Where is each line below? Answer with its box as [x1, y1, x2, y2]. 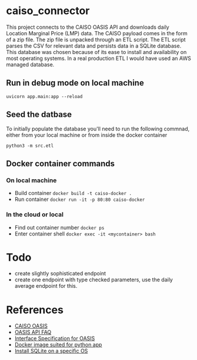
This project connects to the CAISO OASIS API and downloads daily [6, 23, 169, 31]
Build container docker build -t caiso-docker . [14, 190, 132, 197]
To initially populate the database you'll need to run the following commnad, [6, 125, 190, 132]
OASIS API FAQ [14, 329, 52, 336]
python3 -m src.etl [6, 143, 54, 149]
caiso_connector [6, 4, 90, 18]
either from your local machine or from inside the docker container [6, 131, 168, 139]
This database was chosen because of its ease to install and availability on [6, 48, 187, 55]
